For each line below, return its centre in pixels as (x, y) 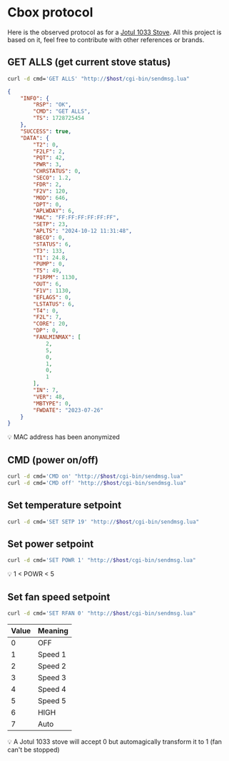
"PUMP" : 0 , (49, 264)
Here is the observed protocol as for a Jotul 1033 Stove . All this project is (115, 32)
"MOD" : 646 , (51, 198)
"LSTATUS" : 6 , (54, 304)
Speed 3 (52, 677)
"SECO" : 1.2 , (52, 178)
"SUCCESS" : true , (46, 131)
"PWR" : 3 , (47, 165)
